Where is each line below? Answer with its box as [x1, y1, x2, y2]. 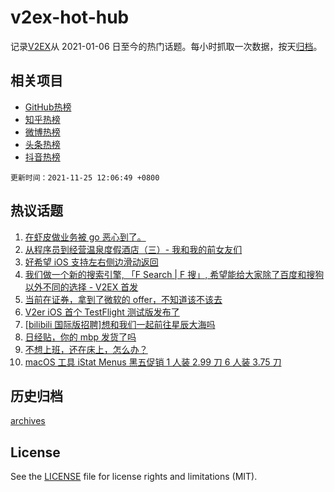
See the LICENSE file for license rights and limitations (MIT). [10, 471, 258, 483]
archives [10, 415, 46, 427]
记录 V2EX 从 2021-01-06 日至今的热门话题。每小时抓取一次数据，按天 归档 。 [10, 40, 323, 52]
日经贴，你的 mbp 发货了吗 [24, 331, 137, 343]
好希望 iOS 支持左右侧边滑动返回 [24, 256, 159, 268]
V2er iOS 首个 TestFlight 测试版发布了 [24, 306, 180, 318]
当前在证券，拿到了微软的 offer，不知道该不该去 [24, 293, 223, 305]
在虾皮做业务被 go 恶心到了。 [24, 231, 147, 243]
